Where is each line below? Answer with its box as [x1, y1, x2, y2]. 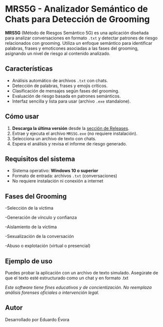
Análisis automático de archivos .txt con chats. [12, 77, 108, 83]
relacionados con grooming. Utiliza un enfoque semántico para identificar [5, 40, 152, 46]
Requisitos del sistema [5, 155, 75, 163]
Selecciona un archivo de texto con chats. [12, 135, 96, 142]
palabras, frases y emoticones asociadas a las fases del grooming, [5, 45, 139, 51]
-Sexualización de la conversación [5, 234, 74, 239]
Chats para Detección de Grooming [5, 14, 150, 25]
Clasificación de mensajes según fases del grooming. [12, 88, 120, 93]
